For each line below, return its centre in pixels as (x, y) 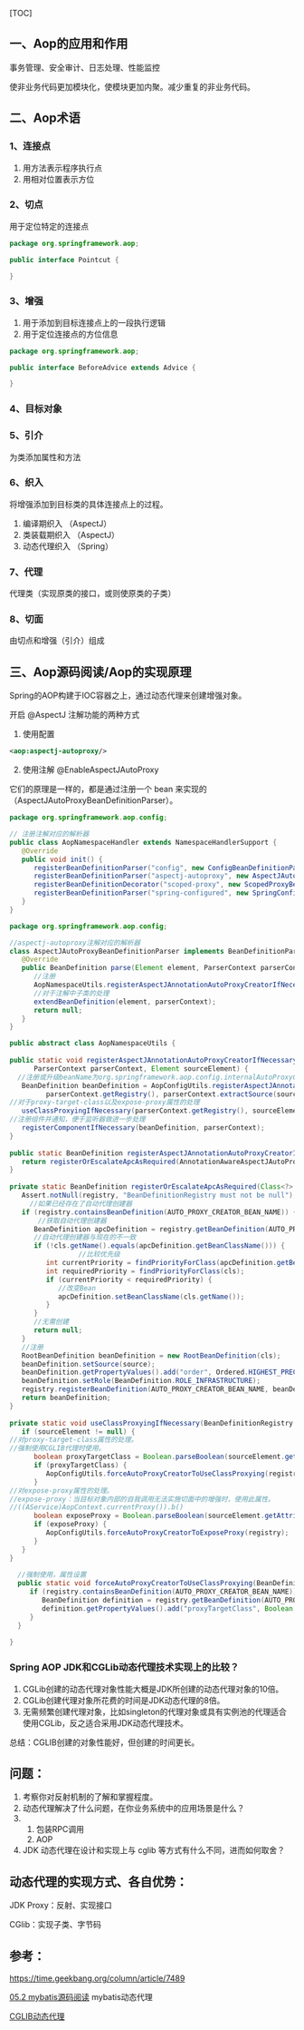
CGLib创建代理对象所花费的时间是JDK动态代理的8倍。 (123, 1700)
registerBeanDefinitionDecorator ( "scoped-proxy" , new (137, 885)
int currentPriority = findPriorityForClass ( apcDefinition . (161, 1263)
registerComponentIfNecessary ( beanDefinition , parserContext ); (143, 1128)
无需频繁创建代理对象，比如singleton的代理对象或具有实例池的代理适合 (155, 1711)
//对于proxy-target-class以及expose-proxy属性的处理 (105, 1103)
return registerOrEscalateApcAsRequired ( (100, 1162)
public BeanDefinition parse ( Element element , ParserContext (139, 968)
